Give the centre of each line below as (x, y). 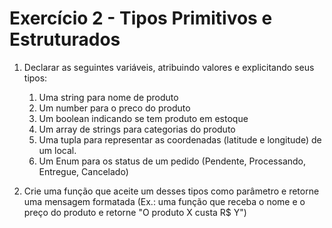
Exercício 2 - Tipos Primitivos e (141, 18)
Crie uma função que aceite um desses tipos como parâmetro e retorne (171, 191)
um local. (57, 150)
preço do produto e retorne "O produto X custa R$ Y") (135, 212)
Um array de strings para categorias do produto (137, 129)
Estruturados (65, 39)
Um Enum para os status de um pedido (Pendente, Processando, (172, 161)
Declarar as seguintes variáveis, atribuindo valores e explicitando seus (169, 67)
